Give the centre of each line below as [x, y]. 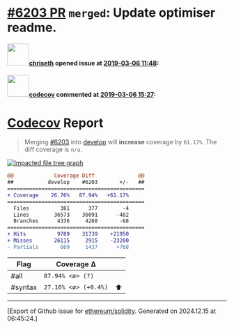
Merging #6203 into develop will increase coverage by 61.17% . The [120, 142]
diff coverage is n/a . [53, 150]
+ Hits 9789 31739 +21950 [68, 234]
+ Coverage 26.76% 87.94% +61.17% [68, 195]
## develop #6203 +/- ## [76, 183]
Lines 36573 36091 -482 [71, 215]
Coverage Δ [76, 264]
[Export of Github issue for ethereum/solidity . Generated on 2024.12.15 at [112, 311]
